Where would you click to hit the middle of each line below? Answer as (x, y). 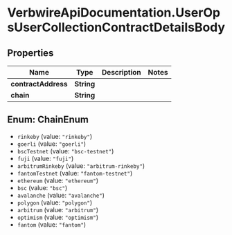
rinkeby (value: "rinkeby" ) (54, 136)
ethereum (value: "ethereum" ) (58, 180)
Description (121, 72)
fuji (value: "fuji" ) (45, 158)
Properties (30, 53)
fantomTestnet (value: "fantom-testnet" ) (75, 173)
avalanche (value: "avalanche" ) (61, 195)
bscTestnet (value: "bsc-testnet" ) (65, 151)
